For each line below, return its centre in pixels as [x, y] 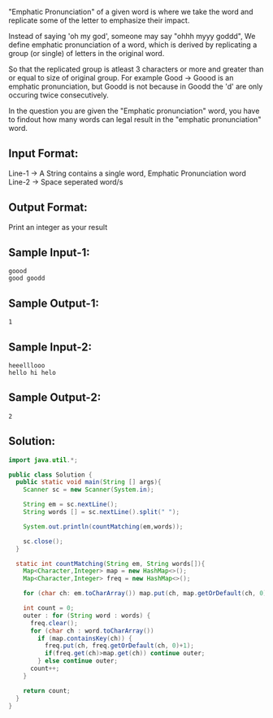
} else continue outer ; [78, 661]
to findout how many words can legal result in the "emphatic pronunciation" [135, 120]
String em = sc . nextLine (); [70, 505]
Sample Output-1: [54, 303]
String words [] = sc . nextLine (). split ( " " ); [102, 512]
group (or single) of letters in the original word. [87, 53]
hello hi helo [32, 373]
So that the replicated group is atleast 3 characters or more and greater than [136, 69]
